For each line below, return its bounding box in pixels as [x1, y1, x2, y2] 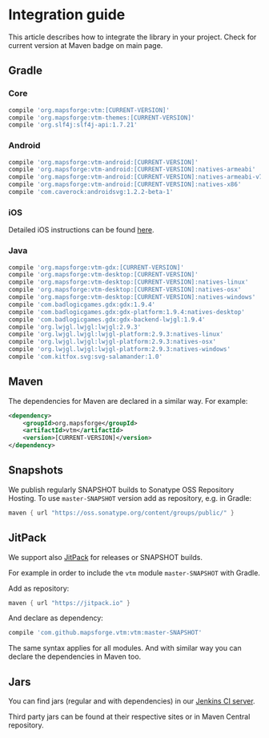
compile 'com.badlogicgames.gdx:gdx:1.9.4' [8, 300, 156, 309]
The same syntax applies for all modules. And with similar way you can [8, 643, 242, 653]
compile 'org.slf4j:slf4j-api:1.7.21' [8, 121, 138, 129]
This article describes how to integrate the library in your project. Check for [8, 32, 257, 42]
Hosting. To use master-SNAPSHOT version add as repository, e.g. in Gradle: [8, 493, 252, 502]
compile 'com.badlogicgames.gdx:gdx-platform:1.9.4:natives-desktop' [8, 308, 246, 316]
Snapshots [8, 463, 64, 478]
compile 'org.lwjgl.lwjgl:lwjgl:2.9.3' [8, 323, 142, 331]
